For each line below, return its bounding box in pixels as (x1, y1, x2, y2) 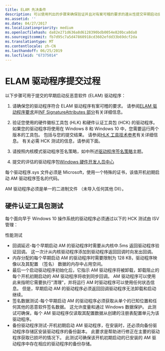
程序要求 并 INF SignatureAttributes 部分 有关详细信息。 (16, 109, 126, 115)
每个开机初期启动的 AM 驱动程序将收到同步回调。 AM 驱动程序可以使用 (12, 273, 156, 279)
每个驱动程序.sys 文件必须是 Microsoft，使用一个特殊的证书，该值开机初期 (5, 169, 156, 175)
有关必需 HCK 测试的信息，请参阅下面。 (22, 138, 103, 144)
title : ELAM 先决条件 (5, 7, 47, 12)
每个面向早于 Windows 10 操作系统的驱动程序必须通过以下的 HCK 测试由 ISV (5, 216, 160, 221)
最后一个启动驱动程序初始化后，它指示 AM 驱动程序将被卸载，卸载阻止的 (12, 267, 160, 273)
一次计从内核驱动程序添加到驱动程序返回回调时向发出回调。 (35, 249, 156, 255)
